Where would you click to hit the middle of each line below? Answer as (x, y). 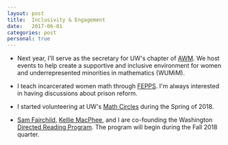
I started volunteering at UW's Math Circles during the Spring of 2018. (115, 107)
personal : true (29, 39)
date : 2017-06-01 (35, 26)
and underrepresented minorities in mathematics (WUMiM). (101, 73)
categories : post (32, 32)
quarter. (28, 135)
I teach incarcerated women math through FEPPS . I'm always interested (118, 86)
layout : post (26, 13)
